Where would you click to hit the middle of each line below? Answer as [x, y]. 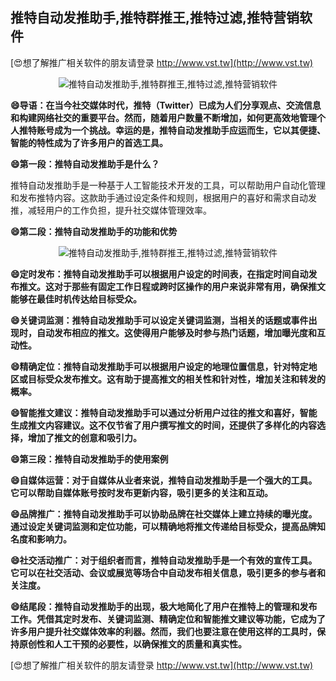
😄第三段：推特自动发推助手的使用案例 [89, 459]
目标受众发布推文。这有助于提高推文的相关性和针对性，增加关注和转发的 [176, 379]
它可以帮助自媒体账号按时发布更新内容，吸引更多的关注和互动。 [141, 492]
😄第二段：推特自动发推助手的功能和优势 [94, 231]
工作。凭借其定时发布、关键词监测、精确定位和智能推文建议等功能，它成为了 [168, 619]
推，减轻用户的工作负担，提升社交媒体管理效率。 [111, 210]
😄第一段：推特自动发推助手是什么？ [85, 164]
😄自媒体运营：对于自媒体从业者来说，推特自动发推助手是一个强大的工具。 [164, 480]
